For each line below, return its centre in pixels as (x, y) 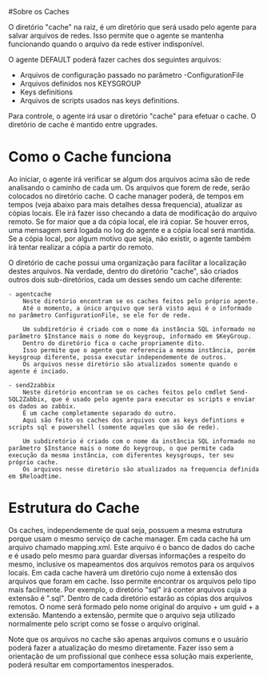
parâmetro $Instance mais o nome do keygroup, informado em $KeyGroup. (130, 336)
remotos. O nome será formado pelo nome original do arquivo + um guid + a (134, 607)
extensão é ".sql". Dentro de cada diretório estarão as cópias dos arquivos (131, 598)
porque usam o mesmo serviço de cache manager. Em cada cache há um (130, 539)
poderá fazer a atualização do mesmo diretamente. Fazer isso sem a (121, 647)
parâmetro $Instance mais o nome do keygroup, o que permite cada (121, 448)
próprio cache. (34, 462)
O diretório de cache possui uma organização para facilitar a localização (128, 262)
